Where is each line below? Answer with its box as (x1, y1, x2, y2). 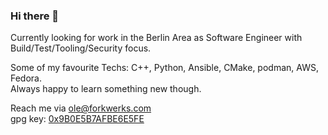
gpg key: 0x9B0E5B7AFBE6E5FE (10, 113, 145, 125)
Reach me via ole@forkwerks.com (10, 102, 152, 114)
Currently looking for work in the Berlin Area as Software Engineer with (10, 32, 303, 44)
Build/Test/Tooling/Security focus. (10, 42, 152, 54)
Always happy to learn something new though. (10, 83, 202, 95)
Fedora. (10, 72, 43, 84)
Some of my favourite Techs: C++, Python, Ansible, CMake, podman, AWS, (10, 62, 319, 74)
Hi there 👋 (10, 9, 60, 23)
